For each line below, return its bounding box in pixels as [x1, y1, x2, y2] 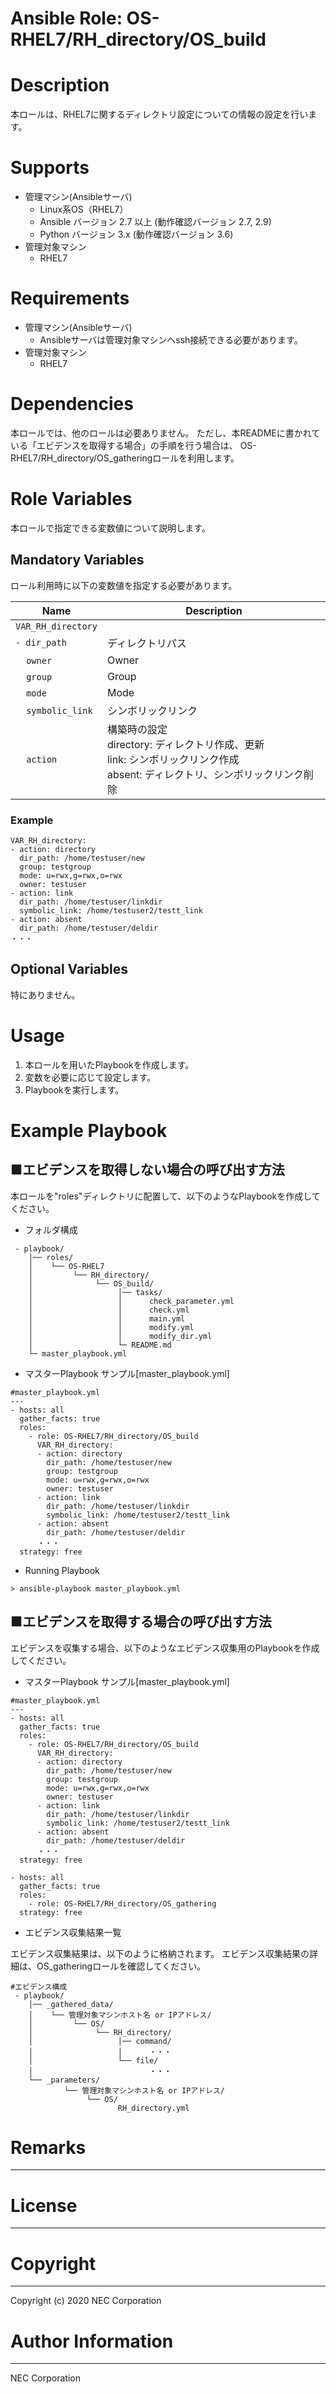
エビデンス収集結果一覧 [24, 1926, 122, 1938]
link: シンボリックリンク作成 [106, 752, 240, 766]
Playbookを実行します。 [24, 1083, 125, 1096]
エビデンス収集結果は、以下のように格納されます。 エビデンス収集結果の [10, 1947, 310, 1959]
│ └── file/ [28, 2055, 159, 2066]
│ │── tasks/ [28, 1287, 163, 1297]
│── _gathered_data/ [28, 1999, 114, 2009]
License [10, 2194, 78, 2217]
